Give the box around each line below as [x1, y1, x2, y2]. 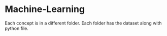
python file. [5, 25, 28, 31]
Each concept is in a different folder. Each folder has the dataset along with [5, 20, 162, 26]
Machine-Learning [5, 3, 85, 15]
